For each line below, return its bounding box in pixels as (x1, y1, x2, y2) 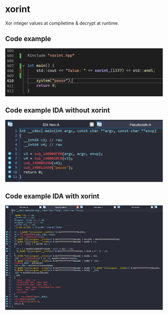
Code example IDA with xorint (5, 192, 100, 200)
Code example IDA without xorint (5, 106, 110, 115)
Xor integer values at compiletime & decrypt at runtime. (5, 20, 119, 26)
